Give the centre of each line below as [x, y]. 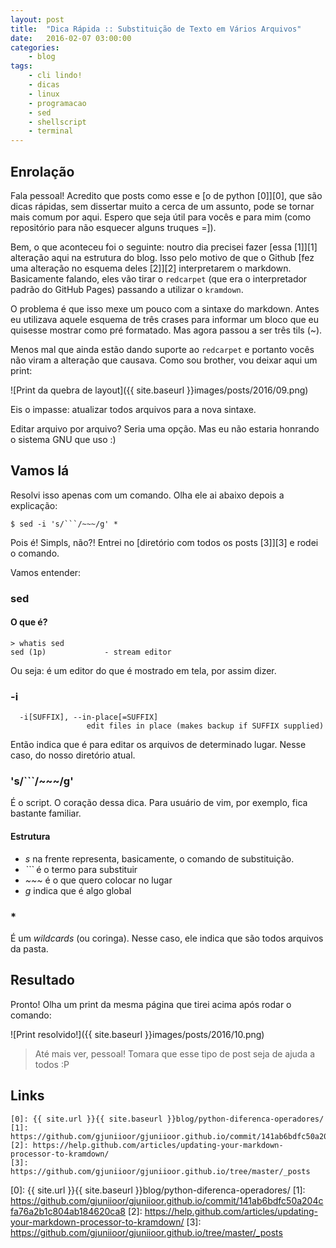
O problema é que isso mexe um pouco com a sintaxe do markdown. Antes [165, 308]
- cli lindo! [55, 76]
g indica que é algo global [78, 890]
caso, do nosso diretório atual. [73, 755]
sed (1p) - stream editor [91, 652]
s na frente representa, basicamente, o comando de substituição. [159, 858]
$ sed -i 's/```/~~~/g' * [64, 524]
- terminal [51, 131]
